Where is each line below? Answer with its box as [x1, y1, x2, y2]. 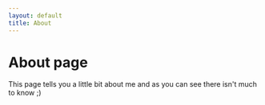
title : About [8, 19, 52, 27]
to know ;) [8, 88, 42, 98]
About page [8, 53, 88, 72]
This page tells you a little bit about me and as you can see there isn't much [8, 80, 258, 89]
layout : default [8, 11, 62, 20]
